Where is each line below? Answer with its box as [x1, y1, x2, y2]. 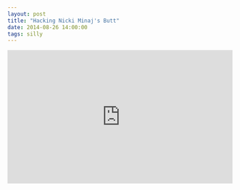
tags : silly [7, 30, 43, 38]
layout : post [7, 10, 46, 18]
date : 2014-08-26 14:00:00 [7, 23, 88, 31]
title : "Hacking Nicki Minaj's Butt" [7, 17, 120, 24]
